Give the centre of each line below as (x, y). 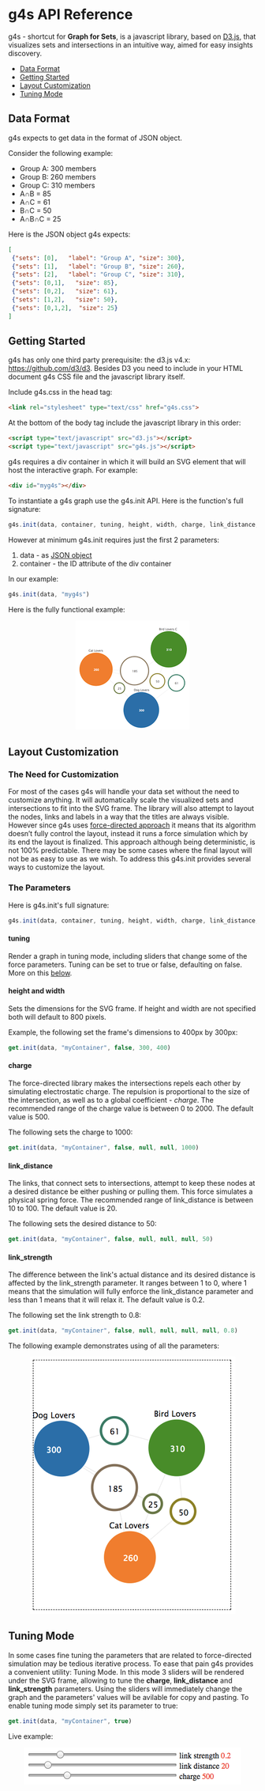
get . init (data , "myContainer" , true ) (70, 1721)
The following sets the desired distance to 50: (82, 1224)
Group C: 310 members (57, 185)
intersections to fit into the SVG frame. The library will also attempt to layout (131, 808)
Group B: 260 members (58, 176)
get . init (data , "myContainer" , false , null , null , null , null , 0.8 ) (123, 1331)
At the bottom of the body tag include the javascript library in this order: (125, 423)
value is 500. (29, 1117)
